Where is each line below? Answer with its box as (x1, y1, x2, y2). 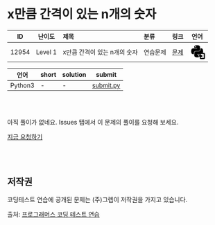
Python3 (10, 81, 35, 89)
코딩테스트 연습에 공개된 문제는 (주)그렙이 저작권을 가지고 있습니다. (7, 195, 188, 204)
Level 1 (35, 48, 58, 56)
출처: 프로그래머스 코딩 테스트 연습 (7, 210, 100, 219)
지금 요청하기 (7, 133, 43, 141)
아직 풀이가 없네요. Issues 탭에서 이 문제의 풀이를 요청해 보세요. (7, 118, 179, 127)
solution (62, 71, 87, 79)
